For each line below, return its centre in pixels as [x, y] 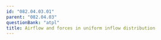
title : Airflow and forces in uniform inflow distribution [81, 28]
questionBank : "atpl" [33, 22]
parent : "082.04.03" [32, 17]
